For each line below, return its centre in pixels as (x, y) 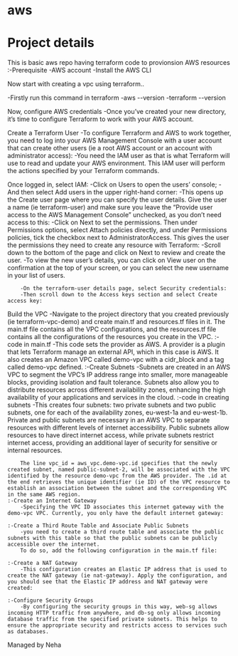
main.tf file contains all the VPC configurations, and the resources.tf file (112, 329)
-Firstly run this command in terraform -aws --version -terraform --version (117, 98)
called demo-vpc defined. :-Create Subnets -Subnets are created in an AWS (119, 367)
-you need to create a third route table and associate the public (122, 532)
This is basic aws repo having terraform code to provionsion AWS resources (119, 63)
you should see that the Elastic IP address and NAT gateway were (108, 582)
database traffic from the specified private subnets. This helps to (113, 619)
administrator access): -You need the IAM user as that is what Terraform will (119, 156)
